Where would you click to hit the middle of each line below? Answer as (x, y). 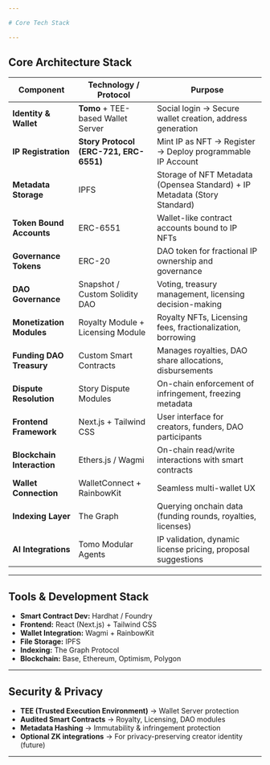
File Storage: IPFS (50, 642)
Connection (35, 493)
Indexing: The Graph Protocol (70, 650)
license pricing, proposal (203, 550)
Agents (92, 554)
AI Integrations (41, 550)
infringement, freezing (198, 394)
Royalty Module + (111, 322)
